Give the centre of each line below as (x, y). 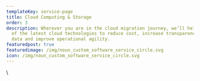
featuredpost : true (30, 45)
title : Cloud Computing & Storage (49, 17)
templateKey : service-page (40, 12)
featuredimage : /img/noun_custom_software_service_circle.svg (85, 50)
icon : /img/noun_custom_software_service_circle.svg (73, 56)
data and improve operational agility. (61, 39)
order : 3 (17, 22)
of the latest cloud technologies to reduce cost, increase (87, 34)
